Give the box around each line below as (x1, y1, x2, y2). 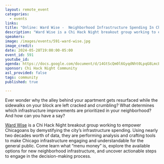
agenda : (5, 61, 21, 66)
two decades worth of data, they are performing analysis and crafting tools (5, 132, 156, 138)
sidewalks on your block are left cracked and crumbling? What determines (5, 102, 155, 108)
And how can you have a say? (5, 112, 65, 118)
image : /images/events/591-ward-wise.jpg (5, 39, 91, 44)
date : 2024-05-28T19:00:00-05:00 (5, 48, 73, 53)
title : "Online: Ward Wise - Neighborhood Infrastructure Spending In (5, 25, 154, 30)
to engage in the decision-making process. (5, 153, 91, 159)
